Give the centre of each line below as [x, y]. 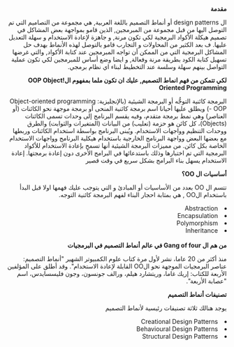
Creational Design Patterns [179, 322]
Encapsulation [197, 216]
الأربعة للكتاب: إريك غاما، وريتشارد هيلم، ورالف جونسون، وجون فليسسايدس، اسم [122, 273]
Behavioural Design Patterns [177, 329]
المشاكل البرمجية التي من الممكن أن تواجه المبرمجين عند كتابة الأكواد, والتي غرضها [119, 52]
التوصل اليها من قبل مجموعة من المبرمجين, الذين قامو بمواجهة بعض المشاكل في [122, 30]
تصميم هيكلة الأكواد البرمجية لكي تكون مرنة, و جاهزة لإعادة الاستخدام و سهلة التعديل [118, 37]
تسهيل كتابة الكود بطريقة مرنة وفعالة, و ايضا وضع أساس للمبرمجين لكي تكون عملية [119, 59]
